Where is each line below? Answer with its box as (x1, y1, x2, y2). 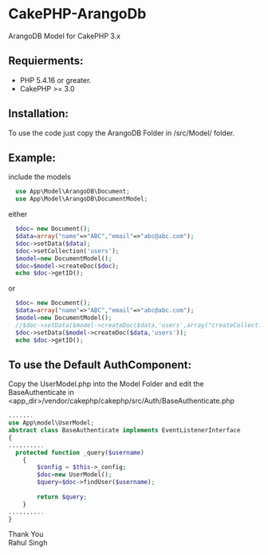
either (8, 209, 28, 219)
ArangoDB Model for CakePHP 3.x (8, 31, 121, 41)
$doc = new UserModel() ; (37, 471, 112, 479)
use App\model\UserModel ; (8, 419, 94, 427)
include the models (8, 172, 72, 182)
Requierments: (8, 54, 84, 68)
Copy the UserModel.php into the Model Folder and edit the (8, 379, 204, 389)
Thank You (8, 530, 44, 539)
